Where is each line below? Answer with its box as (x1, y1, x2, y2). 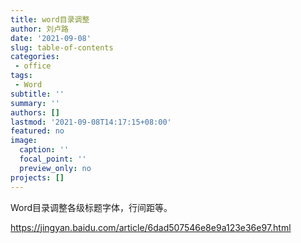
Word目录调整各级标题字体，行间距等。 (10, 201, 173, 213)
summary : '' (10, 98, 60, 108)
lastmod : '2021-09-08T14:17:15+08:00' (10, 117, 172, 127)
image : (10, 136, 38, 146)
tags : (10, 71, 33, 81)
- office (14, 61, 52, 71)
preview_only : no (19, 163, 92, 173)
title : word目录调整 (10, 14, 90, 25)
